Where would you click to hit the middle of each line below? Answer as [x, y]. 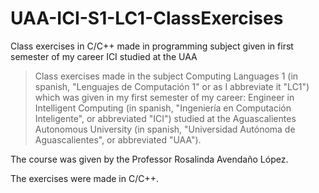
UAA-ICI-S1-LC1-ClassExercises [147, 18]
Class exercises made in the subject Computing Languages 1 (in [166, 76]
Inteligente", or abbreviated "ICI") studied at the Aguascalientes [165, 118]
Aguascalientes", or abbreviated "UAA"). [118, 139]
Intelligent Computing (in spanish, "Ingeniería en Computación [163, 108]
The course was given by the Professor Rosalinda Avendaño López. [149, 159]
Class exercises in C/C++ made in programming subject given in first [152, 46]
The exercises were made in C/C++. [85, 178]
